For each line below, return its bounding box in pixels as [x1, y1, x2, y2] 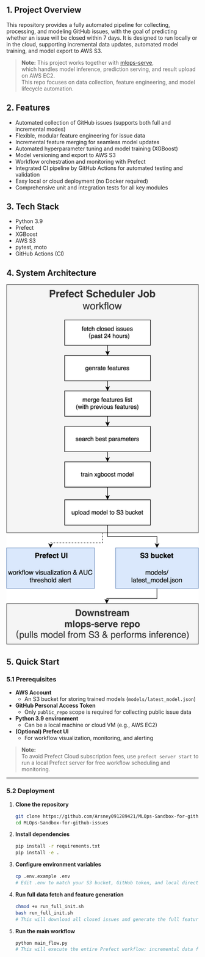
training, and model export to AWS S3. [6, 47, 103, 54]
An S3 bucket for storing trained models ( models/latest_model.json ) [24, 695, 196, 703]
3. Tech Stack [6, 202, 60, 212]
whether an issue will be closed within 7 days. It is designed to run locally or [6, 34, 198, 42]
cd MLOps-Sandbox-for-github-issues [15, 820, 109, 826]
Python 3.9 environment [15, 715, 79, 722]
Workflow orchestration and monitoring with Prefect [15, 158, 146, 165]
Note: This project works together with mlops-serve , [21, 59, 154, 66]
